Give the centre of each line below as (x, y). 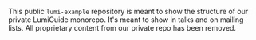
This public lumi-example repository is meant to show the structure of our (128, 11)
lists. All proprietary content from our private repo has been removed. (122, 28)
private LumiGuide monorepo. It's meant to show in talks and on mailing (126, 20)
